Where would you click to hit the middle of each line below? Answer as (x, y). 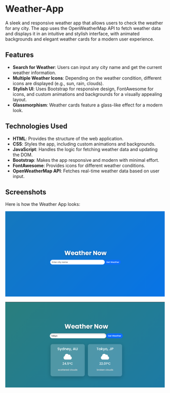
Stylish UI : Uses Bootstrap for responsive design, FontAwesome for (83, 89)
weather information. (34, 73)
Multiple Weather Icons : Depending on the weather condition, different (87, 78)
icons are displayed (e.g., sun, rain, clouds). (58, 83)
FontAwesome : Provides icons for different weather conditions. (79, 165)
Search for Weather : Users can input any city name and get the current (87, 67)
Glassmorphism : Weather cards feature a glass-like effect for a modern (88, 105)
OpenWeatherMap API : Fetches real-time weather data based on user (86, 171)
